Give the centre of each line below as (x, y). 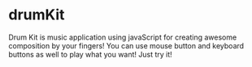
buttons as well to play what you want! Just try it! (90, 54)
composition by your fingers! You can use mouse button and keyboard (126, 45)
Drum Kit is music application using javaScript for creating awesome (123, 37)
